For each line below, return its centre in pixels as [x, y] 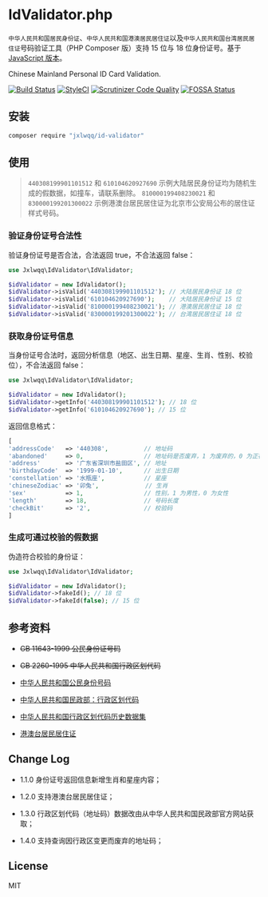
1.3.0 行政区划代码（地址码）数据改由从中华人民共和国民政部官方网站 [133, 813]
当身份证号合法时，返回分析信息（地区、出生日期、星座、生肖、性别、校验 [130, 355]
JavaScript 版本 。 [37, 58]
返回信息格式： [33, 426]
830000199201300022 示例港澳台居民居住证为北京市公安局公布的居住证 [141, 203]
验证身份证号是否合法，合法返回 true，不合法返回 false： [102, 254]
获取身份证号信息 [41, 336]
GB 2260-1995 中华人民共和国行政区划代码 [90, 666]
